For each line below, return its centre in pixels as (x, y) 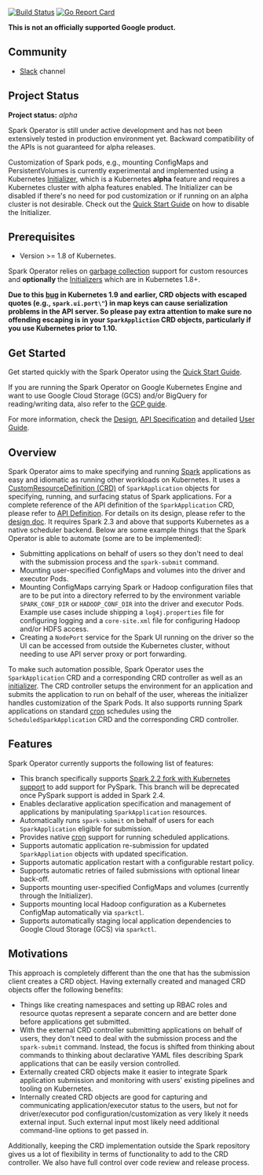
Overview (33, 452)
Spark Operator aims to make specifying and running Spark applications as (130, 472)
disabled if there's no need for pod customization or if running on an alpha (128, 195)
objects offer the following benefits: (66, 989)
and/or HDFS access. (54, 629)
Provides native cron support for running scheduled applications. (124, 837)
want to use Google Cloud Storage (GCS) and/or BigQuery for (108, 396)
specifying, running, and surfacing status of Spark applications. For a (120, 497)
